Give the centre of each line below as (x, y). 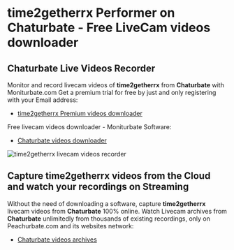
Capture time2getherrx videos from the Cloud (109, 176)
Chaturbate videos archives (57, 240)
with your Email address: (43, 100)
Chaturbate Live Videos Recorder (81, 68)
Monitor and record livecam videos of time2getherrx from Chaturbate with (116, 85)
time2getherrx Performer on (91, 13)
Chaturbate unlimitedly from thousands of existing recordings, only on (109, 219)
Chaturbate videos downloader (62, 140)
